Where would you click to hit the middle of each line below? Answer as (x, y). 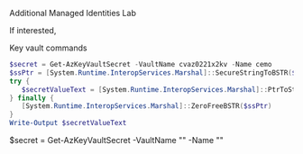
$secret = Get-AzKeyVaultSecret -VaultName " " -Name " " (116, 140)
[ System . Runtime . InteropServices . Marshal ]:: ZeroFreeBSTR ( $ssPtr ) (147, 106)
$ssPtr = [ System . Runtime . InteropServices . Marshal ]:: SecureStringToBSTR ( (151, 72)
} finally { (32, 98)
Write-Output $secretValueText (68, 123)
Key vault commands (48, 48)
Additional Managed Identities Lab (73, 13)
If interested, (33, 30)
